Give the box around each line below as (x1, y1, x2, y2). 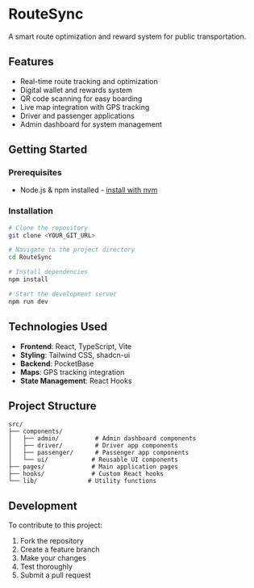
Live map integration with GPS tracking (19, 102, 150, 111)
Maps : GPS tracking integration (19, 367, 125, 376)
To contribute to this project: (8, 520, 103, 530)
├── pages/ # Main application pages (8, 463, 179, 471)
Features (8, 55, 54, 69)
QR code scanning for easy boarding (19, 94, 143, 103)
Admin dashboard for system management (19, 119, 163, 129)
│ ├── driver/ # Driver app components (8, 442, 179, 450)
